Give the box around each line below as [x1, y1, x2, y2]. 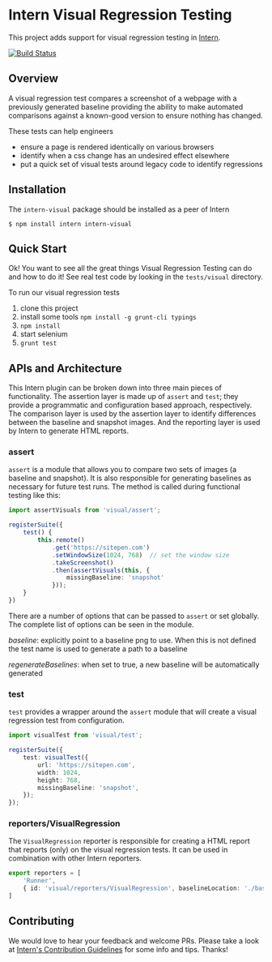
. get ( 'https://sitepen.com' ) [51, 543, 151, 552]
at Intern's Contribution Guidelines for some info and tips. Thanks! [8, 944, 228, 954]
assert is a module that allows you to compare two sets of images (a [8, 465, 237, 475]
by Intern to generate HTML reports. [8, 426, 130, 436]
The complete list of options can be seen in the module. [8, 619, 194, 629]
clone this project [19, 303, 79, 313]
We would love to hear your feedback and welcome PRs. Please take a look [8, 935, 260, 946]
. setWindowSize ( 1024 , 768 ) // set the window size [51, 551, 230, 559]
